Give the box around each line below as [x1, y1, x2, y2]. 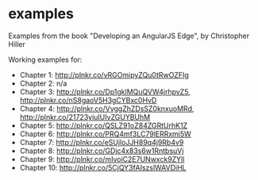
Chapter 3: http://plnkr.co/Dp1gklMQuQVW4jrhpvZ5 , [19, 86, 191, 96]
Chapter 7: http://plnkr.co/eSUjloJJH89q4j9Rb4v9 [19, 137, 184, 147]
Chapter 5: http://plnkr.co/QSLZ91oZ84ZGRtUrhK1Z [19, 121, 188, 130]
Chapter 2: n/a [19, 79, 67, 88]
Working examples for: [8, 55, 83, 64]
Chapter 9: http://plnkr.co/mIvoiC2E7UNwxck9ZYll [19, 154, 185, 163]
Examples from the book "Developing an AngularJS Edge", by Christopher [8, 31, 250, 40]
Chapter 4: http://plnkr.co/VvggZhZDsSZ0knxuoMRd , [19, 104, 194, 113]
